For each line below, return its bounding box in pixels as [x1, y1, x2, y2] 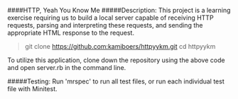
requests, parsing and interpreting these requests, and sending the [7, 21, 203, 29]
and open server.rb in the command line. [7, 64, 126, 71]
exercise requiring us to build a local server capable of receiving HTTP [7, 13, 215, 22]
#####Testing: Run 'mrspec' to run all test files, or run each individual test [7, 77, 225, 86]
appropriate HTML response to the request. [7, 28, 135, 37]
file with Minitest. [7, 85, 58, 93]
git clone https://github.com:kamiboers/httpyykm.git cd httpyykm [24, 42, 216, 50]
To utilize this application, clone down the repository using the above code [7, 56, 225, 64]
